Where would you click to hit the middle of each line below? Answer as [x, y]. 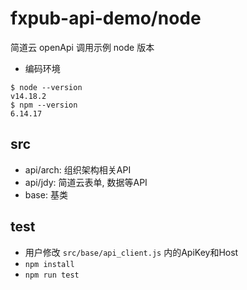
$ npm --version [44, 105]
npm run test [52, 275]
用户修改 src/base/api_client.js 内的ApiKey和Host [131, 252]
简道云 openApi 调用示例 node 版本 [82, 47]
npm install [49, 264]
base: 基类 [46, 194]
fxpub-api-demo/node [106, 18]
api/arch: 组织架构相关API [78, 169]
